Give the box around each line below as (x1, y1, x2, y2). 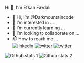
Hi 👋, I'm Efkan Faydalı (5, 5, 51, 10)
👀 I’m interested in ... (12, 20, 54, 25)
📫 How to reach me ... (12, 36, 58, 42)
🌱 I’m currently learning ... (12, 25, 65, 31)
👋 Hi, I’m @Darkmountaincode (12, 14, 74, 20)
